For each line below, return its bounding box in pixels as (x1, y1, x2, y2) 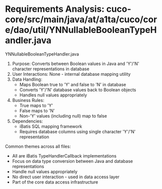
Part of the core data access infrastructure (12, 179, 98, 185)
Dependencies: (12, 118, 43, 124)
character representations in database (12, 65, 90, 72)
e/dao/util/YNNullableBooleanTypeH (5, 25, 157, 35)
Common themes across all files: (5, 143, 71, 149)
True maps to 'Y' (19, 102, 53, 108)
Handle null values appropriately (12, 168, 78, 174)
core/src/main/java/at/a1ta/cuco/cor (5, 14, 158, 25)
